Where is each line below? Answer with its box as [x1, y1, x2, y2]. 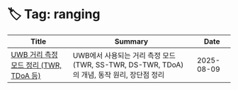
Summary [114, 37, 149, 46]
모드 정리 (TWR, [11, 60, 62, 70]
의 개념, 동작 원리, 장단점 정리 [72, 70, 165, 79]
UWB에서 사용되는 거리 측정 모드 [72, 51, 176, 60]
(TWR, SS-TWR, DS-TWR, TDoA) [72, 60, 184, 70]
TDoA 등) [11, 70, 41, 80]
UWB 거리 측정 [11, 49, 58, 59]
